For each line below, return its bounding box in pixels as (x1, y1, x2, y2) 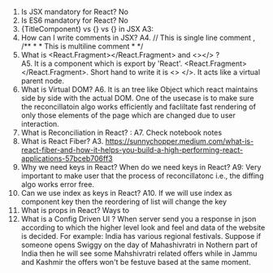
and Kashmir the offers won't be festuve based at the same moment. (20, 258, 251, 266)
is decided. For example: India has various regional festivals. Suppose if (20, 232, 262, 240)
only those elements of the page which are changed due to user (20, 110, 236, 120)
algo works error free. (20, 180, 94, 189)
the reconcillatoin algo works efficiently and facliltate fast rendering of (20, 102, 257, 111)
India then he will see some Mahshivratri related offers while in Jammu (20, 249, 258, 258)
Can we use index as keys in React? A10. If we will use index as (20, 188, 232, 197)
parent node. (20, 76, 64, 85)
